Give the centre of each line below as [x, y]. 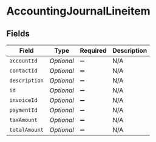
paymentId [23, 110]
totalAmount [27, 130]
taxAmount [23, 120]
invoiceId [23, 100]
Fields [18, 34]
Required [93, 51]
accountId [23, 61]
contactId [23, 71]
